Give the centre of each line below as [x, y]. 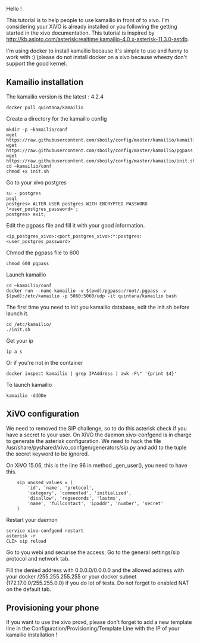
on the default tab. [29, 589]
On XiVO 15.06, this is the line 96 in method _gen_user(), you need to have [97, 465]
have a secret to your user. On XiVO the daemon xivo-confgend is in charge [99, 435]
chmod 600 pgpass [28, 263]
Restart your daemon [32, 519]
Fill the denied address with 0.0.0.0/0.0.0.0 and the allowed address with [95, 570]
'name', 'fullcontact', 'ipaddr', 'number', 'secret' [96, 503]
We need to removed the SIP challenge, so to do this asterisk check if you [97, 428]
